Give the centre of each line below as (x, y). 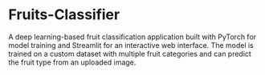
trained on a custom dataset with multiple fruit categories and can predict (130, 53)
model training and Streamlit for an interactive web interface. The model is (131, 45)
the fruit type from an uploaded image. (72, 62)
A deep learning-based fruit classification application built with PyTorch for (132, 37)
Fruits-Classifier (64, 15)
